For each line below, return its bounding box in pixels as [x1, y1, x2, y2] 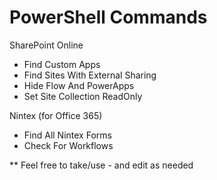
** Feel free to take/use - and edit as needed [9, 159, 194, 171]
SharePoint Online [9, 39, 84, 51]
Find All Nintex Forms [23, 129, 112, 141]
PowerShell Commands [9, 6, 208, 29]
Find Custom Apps [23, 58, 101, 70]
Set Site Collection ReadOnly [23, 90, 143, 102]
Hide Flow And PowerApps [23, 79, 135, 91]
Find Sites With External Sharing [23, 69, 157, 81]
